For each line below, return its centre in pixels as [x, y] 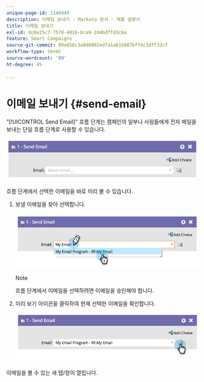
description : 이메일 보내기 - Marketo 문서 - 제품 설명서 [73, 19]
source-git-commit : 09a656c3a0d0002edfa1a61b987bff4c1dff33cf [87, 45]
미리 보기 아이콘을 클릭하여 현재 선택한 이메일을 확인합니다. [85, 303]
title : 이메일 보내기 [30, 26]
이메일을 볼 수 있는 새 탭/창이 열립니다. [52, 373]
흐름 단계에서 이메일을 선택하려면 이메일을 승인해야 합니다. [85, 290]
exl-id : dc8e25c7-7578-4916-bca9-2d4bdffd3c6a [67, 32]
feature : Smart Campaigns [39, 39]
